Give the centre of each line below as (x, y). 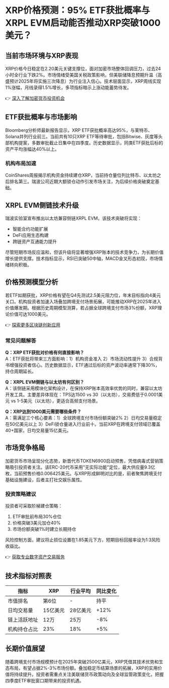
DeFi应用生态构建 (30, 235)
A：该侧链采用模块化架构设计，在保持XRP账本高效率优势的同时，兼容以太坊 (84, 388)
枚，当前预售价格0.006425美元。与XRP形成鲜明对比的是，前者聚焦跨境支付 (83, 473)
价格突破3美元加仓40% (37, 523)
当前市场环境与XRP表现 (42, 56)
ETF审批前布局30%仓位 (37, 517)
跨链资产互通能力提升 (34, 241)
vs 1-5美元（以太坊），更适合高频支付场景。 (56, 401)
